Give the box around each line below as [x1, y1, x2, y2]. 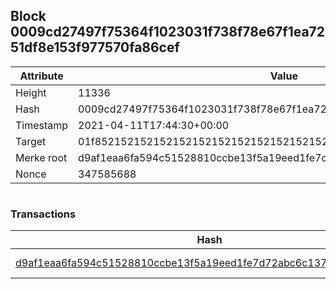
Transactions [10, 207, 77, 221]
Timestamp [15, 118, 69, 132]
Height [15, 85, 47, 99]
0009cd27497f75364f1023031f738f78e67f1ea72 [10, 24, 326, 41]
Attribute [19, 69, 64, 83]
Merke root [15, 150, 68, 164]
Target [15, 134, 47, 148]
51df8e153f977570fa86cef [10, 39, 180, 56]
